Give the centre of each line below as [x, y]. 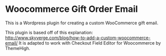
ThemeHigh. [18, 48]
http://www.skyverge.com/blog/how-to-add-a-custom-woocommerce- [78, 38]
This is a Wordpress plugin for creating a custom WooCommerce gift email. [82, 23]
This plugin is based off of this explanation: [49, 32]
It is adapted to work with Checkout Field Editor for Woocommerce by [90, 43]
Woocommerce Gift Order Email [72, 9]
